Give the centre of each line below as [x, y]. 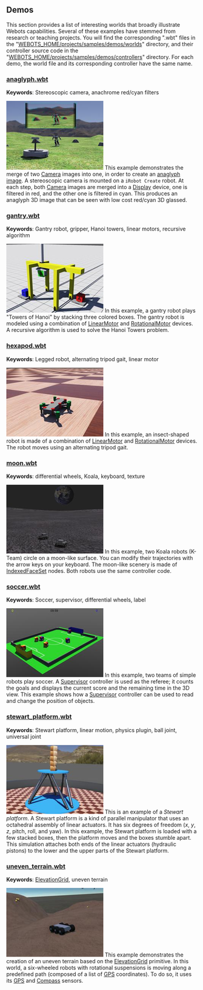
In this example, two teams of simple [150, 675]
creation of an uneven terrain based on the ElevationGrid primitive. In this [98, 961]
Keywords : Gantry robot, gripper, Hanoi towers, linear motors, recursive [96, 229]
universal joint [24, 736]
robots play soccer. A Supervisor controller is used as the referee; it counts [100, 682]
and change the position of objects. [51, 701]
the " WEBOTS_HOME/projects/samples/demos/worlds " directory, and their [100, 44]
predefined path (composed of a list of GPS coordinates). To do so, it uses [99, 974]
